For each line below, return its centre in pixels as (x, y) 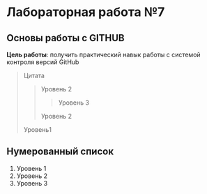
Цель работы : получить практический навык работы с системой (103, 54)
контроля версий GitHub (43, 62)
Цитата (34, 75)
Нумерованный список (60, 152)
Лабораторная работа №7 (86, 12)
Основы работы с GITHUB (66, 38)
